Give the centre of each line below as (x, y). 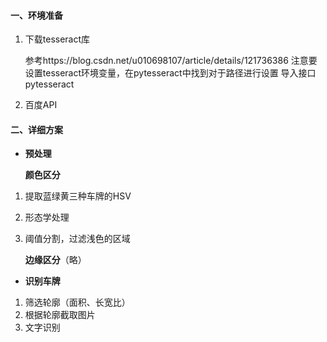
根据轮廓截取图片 (60, 315)
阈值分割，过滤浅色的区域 (77, 239)
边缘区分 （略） (55, 260)
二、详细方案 (36, 129)
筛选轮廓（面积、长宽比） (77, 302)
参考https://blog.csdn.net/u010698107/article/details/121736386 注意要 (171, 61)
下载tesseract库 (57, 39)
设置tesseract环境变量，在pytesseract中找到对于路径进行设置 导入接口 (170, 73)
